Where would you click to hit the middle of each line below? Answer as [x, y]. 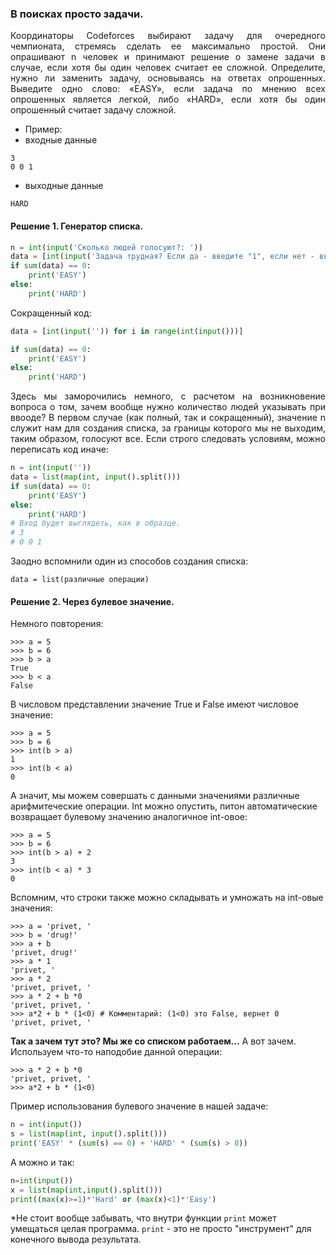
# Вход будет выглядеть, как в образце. [96, 523]
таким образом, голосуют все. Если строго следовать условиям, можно [168, 439]
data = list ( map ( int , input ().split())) [96, 477]
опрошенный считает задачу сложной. [93, 110]
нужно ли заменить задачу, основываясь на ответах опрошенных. [168, 78]
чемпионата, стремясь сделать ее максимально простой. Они [168, 46]
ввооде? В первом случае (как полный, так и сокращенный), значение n [168, 418]
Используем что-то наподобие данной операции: [116, 1052]
